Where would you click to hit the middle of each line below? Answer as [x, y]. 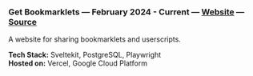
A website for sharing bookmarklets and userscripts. [95, 39]
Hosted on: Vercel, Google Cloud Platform [78, 63]
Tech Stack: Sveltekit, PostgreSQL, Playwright [85, 55]
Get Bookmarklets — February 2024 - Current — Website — [127, 12]
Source [23, 22]
